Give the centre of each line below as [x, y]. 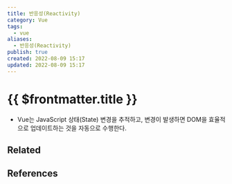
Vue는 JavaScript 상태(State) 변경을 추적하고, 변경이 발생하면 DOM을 [112, 119]
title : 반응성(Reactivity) [44, 13]
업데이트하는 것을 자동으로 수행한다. [78, 128]
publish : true [28, 53]
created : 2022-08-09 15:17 [46, 59]
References [33, 174]
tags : [15, 26]
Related [24, 150]
